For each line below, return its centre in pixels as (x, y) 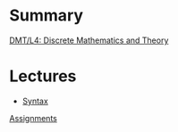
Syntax (35, 101)
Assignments (34, 118)
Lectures (43, 76)
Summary (46, 16)
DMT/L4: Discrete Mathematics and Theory (89, 40)
